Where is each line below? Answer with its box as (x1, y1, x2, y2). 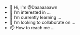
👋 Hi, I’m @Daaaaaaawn (9, 5, 58, 10)
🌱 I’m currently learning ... (9, 15, 62, 20)
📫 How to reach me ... (9, 25, 55, 30)
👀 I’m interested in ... (9, 9, 51, 15)
